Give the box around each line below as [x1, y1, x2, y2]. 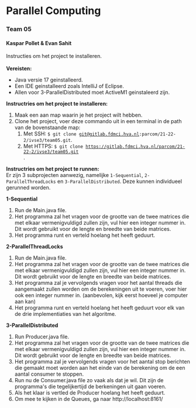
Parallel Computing [6, 4, 101, 18]
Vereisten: [6, 65, 32, 72]
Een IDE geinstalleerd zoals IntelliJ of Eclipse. [14, 83, 125, 90]
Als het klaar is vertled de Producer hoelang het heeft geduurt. [14, 389, 166, 396]
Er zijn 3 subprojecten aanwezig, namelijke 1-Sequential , [6, 172, 143, 179]
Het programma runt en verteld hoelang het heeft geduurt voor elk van [14, 304, 185, 311]
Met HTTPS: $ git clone [23, 142, 84, 150]
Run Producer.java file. [14, 333, 69, 341]
